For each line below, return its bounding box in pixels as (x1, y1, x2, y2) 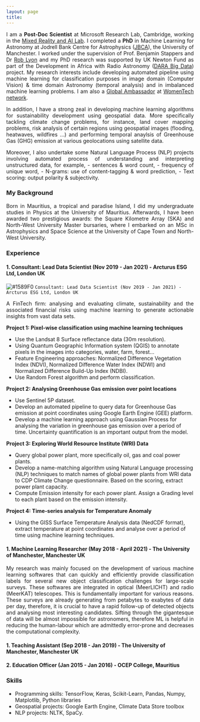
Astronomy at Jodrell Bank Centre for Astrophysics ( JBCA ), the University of (6, 43, 194, 51)
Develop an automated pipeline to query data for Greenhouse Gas (14, 403, 177, 410)
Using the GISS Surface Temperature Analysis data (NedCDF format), (14, 519, 186, 526)
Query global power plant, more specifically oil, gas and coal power (14, 451, 180, 459)
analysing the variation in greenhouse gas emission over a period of (14, 422, 182, 429)
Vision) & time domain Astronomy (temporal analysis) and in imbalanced (6, 81, 194, 88)
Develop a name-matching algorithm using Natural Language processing (14, 464, 193, 471)
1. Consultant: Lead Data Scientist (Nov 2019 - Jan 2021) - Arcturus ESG (6, 263, 187, 271)
